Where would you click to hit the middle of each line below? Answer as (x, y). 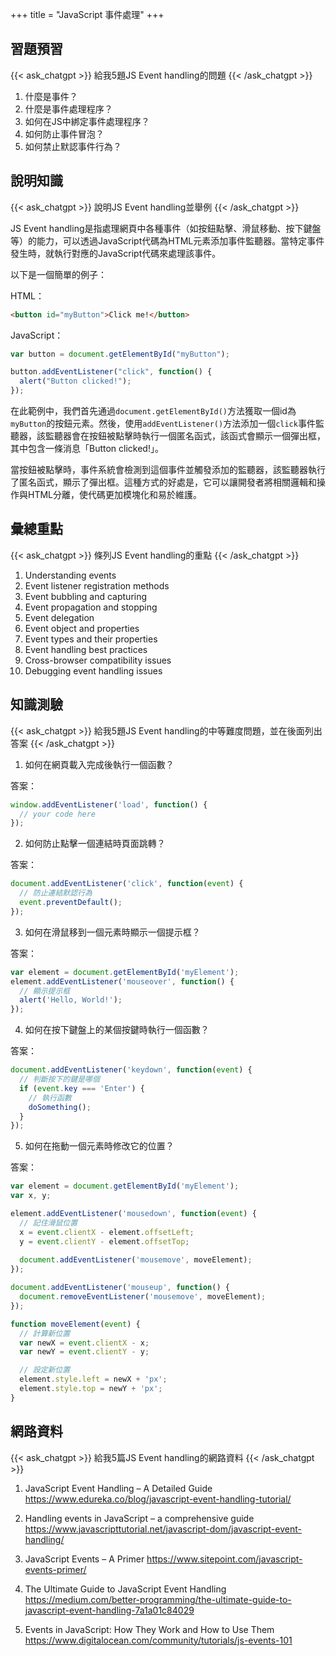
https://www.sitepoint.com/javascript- (224, 1559)
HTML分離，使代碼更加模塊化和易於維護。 (115, 494)
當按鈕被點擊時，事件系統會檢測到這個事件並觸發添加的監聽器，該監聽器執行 (168, 469)
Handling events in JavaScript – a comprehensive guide (139, 1518)
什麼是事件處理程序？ (68, 109)
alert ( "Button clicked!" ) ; (75, 381)
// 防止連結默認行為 (56, 893)
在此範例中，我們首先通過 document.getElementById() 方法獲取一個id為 (153, 411)
